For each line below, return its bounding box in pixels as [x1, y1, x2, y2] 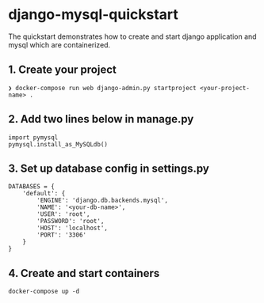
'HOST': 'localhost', [36, 224, 109, 233]
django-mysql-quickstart [8, 6, 178, 24]
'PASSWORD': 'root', [36, 218, 105, 225]
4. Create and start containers [8, 267, 160, 280]
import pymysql [8, 133, 59, 142]
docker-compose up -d [8, 287, 80, 296]
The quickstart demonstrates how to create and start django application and [8, 32, 257, 41]
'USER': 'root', [36, 210, 90, 218]
